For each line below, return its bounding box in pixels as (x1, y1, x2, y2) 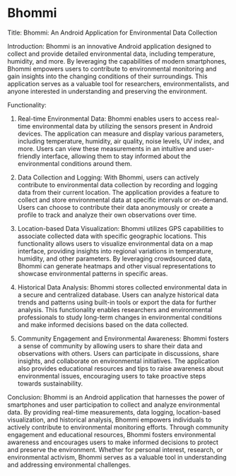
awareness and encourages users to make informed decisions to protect (7, 438, 219, 446)
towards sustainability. (17, 379, 83, 388)
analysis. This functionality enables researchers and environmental (17, 305, 213, 314)
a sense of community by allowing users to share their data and (17, 341, 203, 350)
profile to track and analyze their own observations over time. (17, 210, 197, 219)
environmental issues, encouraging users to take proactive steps (17, 371, 206, 380)
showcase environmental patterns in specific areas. (17, 269, 168, 278)
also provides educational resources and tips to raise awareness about (17, 364, 224, 372)
